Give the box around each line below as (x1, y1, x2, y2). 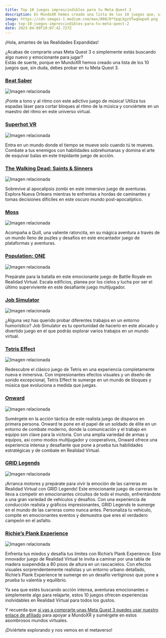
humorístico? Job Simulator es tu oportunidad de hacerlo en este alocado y (5, 322, 159, 328)
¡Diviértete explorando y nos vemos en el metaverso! (5, 627, 113, 633)
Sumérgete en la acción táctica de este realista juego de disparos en (5, 416, 145, 422)
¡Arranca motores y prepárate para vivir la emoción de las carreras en (5, 480, 147, 487)
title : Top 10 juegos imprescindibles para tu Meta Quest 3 (5, 7, 132, 12)
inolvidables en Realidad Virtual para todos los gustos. (5, 597, 116, 603)
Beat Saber (5, 77, 33, 84)
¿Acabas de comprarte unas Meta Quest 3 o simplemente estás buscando (5, 49, 157, 55)
